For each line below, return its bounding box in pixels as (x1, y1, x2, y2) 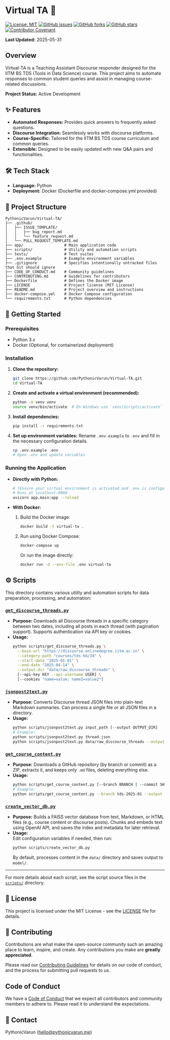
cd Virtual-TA (12, 380, 42, 386)
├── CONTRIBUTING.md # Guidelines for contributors (5, 274, 130, 279)
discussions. (21, 81, 47, 87)
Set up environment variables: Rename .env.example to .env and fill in (12, 432, 160, 438)
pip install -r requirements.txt (12, 423, 83, 428)
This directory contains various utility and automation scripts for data (5, 590, 149, 596)
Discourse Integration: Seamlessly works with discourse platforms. (12, 129, 154, 136)
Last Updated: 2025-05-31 (5, 37, 62, 43)
